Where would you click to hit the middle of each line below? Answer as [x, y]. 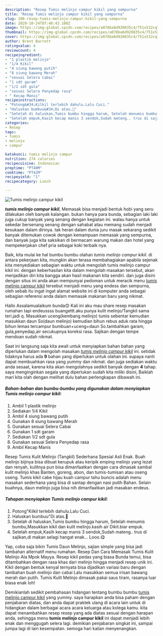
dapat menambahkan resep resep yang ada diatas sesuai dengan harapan [79, 613]
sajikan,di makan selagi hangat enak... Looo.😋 [58, 537]
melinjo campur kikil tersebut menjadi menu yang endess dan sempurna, [78, 286]
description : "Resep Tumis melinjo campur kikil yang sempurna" [71, 10]
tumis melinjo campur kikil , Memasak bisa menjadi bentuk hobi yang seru [79, 209]
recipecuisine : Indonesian [32, 163]
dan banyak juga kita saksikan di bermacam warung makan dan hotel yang [80, 240]
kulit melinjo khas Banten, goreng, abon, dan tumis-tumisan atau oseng [76, 472]
